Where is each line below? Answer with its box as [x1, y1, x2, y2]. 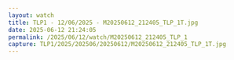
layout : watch [8, 11, 55, 19]
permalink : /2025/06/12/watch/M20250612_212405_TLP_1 [8, 33, 188, 41]
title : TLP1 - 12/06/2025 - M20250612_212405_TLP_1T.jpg [8, 19, 199, 26]
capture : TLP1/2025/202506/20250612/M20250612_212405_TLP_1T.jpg [8, 41, 226, 48]
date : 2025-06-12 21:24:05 [8, 26, 97, 34]
